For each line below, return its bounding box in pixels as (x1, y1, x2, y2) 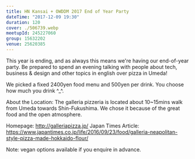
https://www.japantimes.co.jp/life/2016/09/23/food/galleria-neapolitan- (6, 128, 178, 135)
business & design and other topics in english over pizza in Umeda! (6, 70, 168, 77)
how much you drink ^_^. (6, 87, 64, 94)
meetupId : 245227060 (6, 30, 57, 36)
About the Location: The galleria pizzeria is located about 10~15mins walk (6, 98, 183, 105)
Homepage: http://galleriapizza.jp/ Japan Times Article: (6, 122, 140, 129)
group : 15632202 (6, 36, 46, 42)
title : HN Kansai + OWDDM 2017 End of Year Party (6, 8, 130, 15)
